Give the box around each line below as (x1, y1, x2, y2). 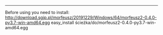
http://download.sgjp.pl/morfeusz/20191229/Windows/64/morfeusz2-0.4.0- (5, 15, 157, 20)
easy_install (50, 20, 74, 25)
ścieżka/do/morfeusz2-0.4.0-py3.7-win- (75, 20, 156, 25)
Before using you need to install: (5, 10, 69, 15)
